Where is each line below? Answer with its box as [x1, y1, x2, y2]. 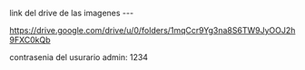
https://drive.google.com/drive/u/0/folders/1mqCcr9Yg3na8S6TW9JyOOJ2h [9, 25, 296, 35]
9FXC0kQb [9, 35, 52, 45]
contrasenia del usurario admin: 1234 [9, 52, 148, 62]
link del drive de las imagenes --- [9, 8, 134, 18]
